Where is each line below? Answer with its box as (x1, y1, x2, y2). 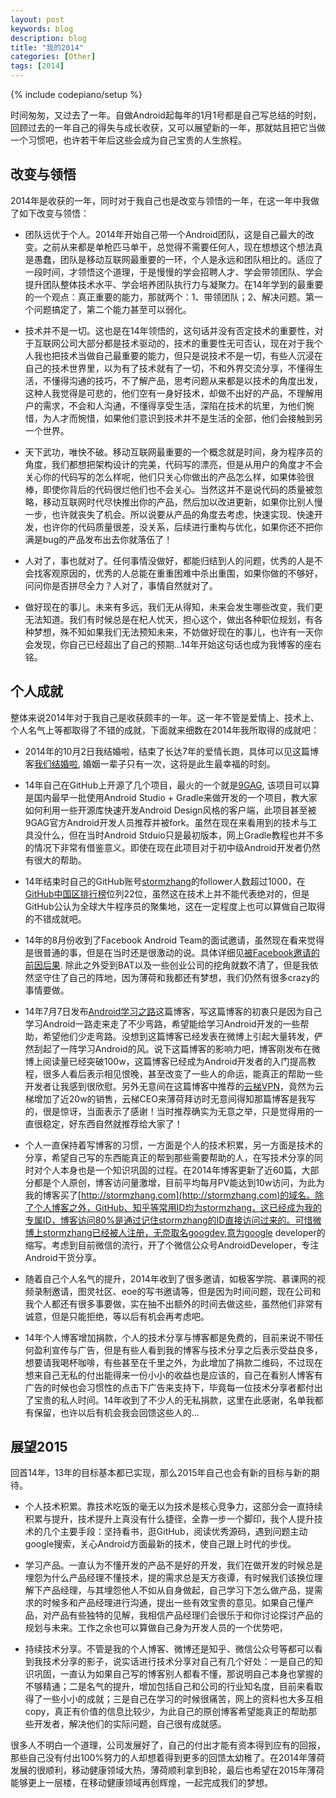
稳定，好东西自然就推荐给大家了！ (42, 1117, 183, 1130)
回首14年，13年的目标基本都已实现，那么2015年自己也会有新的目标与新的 (10, 1467, 312, 1479)
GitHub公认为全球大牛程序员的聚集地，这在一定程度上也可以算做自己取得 (24, 900, 326, 912)
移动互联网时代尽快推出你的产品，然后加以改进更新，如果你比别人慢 (42, 496, 323, 508)
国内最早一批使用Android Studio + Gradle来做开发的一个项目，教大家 (33, 791, 318, 803)
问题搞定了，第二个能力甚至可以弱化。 (33, 303, 192, 315)
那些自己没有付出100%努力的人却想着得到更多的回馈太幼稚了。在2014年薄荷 (10, 1752, 326, 1764)
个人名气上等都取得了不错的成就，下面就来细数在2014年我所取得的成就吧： (10, 724, 320, 736)
